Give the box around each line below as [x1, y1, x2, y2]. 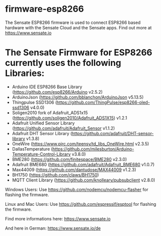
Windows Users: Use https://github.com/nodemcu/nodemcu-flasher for [5, 186, 148, 192]
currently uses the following [5, 58, 122, 69]
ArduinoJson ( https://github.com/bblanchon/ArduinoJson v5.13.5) [12, 94, 144, 100]
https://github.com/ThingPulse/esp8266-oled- [56, 99, 150, 105]
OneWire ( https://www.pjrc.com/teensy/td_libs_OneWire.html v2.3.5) [12, 140, 149, 147]
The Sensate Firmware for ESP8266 [5, 47, 152, 58]
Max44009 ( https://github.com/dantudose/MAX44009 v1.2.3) [12, 167, 136, 173]
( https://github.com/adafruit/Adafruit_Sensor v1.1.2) [12, 125, 115, 131]
